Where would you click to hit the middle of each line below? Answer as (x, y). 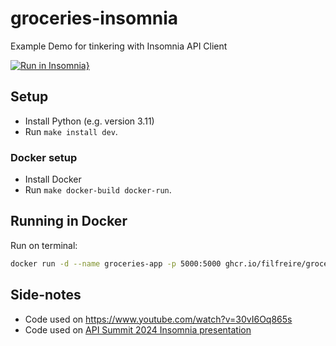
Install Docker (53, 179)
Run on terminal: (44, 245)
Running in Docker (69, 221)
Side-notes (46, 295)
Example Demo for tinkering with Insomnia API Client (119, 46)
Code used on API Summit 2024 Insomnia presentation (138, 329)
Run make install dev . (71, 131)
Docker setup (44, 157)
